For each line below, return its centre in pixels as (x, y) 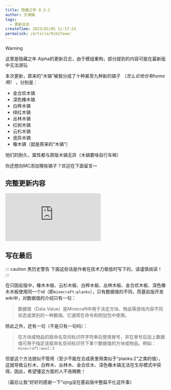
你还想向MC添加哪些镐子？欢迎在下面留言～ (51, 166)
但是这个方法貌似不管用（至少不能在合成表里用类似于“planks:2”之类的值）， (84, 358)
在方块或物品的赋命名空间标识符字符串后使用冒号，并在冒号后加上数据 (91, 336)
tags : (11, 19)
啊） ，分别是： (22, 82)
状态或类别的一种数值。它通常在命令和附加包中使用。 (74, 315)
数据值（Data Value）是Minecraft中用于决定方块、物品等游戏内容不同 (90, 308)
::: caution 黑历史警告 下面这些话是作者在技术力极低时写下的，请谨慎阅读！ (84, 269)
